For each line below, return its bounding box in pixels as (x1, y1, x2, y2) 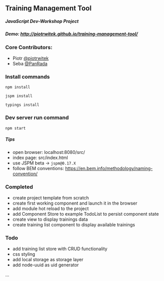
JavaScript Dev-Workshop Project (5, 18, 79, 24)
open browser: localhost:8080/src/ (12, 149, 85, 155)
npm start (5, 126, 26, 131)
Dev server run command (5, 114, 69, 121)
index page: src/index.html (12, 154, 68, 160)
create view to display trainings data (12, 216, 88, 222)
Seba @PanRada (12, 61, 48, 67)
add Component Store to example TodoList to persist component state (12, 211, 159, 217)
